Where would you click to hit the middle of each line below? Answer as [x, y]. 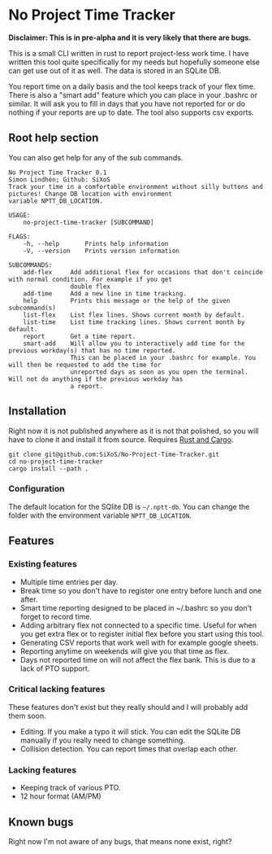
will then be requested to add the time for [85, 365]
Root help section [54, 138]
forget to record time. [56, 616]
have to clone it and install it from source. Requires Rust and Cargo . [121, 439]
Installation [37, 412]
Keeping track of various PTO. [70, 788]
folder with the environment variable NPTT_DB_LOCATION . [100, 515]
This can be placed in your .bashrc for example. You [163, 357]
